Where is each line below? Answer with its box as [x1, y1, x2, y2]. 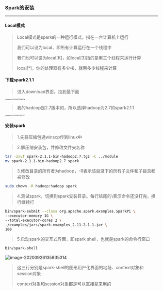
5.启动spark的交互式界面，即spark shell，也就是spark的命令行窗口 [16, 236, 150, 242]
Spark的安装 [5, 4, 35, 11]
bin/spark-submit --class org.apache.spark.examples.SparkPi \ [5, 209, 136, 214]
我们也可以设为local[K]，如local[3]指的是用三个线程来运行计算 [16, 55, 142, 61]
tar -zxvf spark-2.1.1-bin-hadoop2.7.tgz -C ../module [5, 154, 118, 159]
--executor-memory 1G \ [5, 213, 53, 218]
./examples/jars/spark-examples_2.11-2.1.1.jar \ [5, 222, 108, 227]
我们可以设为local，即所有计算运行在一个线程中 [16, 45, 112, 50]
